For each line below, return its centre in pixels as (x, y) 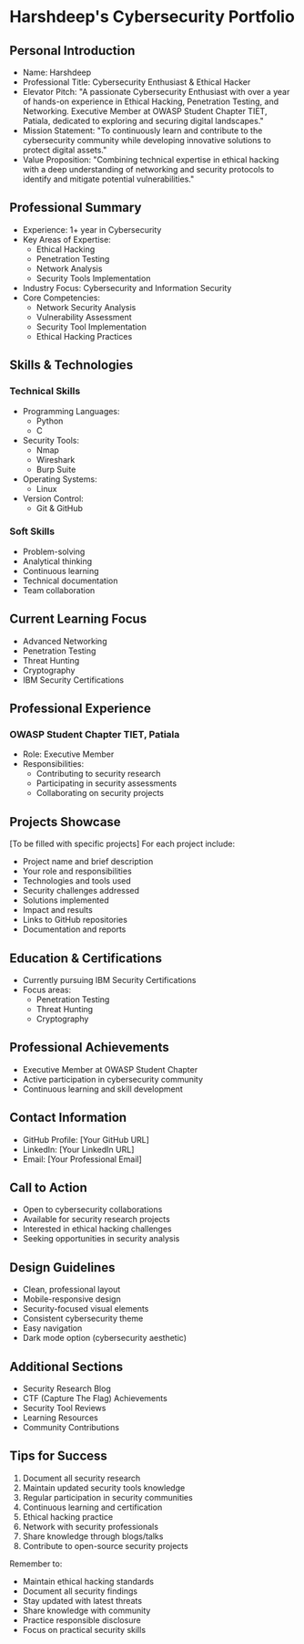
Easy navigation (52, 1328)
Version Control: (53, 498)
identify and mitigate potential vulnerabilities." (108, 179)
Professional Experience (81, 708)
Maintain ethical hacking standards (88, 1581)
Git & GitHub (60, 508)
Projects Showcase (65, 822)
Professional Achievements (90, 1047)
